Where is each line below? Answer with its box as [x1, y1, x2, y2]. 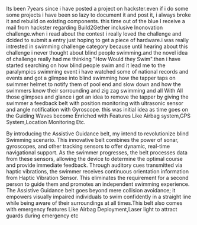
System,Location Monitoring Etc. [6, 119, 86, 125]
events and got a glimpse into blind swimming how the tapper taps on [6, 74, 176, 81]
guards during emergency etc [6, 212, 79, 219]
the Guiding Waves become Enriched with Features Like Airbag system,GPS [6, 112, 191, 119]
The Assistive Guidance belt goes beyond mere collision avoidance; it [6, 187, 176, 194]
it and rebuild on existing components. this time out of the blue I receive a [6, 18, 185, 24]
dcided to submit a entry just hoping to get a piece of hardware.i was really [6, 37, 189, 43]
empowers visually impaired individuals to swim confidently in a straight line [6, 193, 191, 200]
